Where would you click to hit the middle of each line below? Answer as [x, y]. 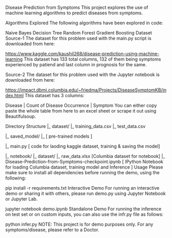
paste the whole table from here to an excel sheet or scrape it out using [81, 111]
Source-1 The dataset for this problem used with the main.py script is [78, 38]
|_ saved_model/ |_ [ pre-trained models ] [49, 136]
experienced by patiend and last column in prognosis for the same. [76, 65]
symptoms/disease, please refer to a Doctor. [52, 230]
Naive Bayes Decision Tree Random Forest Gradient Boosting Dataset [79, 33]
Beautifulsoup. [21, 116]
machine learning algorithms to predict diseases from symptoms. [74, 13]
